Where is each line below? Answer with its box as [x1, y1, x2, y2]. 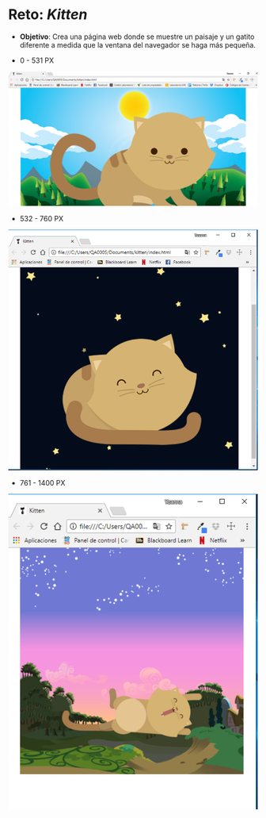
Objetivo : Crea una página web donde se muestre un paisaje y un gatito [19, 32, 255, 41]
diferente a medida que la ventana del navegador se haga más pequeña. [19, 40, 256, 49]
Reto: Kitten [8, 6, 88, 24]
